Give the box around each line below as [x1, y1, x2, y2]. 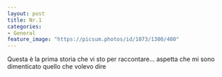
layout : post [7, 10, 45, 17]
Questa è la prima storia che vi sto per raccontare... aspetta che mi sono [7, 55, 215, 63]
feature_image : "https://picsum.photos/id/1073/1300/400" [7, 36, 179, 43]
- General [7, 29, 36, 37]
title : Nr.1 [7, 17, 42, 24]
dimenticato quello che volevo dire [7, 62, 107, 71]
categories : [7, 23, 42, 30]
